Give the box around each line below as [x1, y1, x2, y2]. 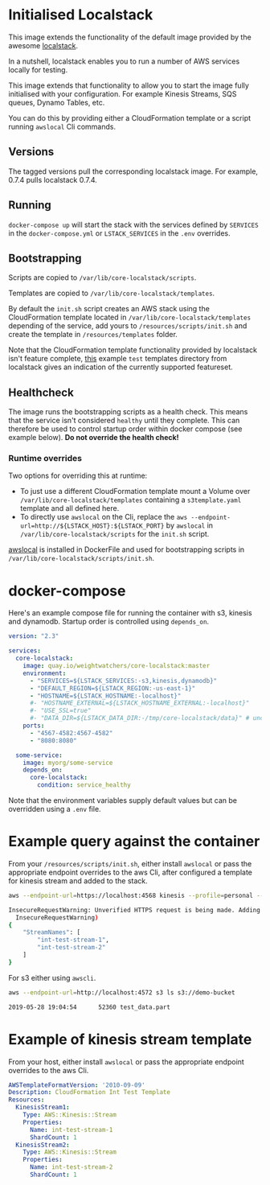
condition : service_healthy [37, 781, 131, 789]
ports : [22, 722, 45, 730]
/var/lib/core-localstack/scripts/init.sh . [8, 553, 155, 563]
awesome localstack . [8, 40, 79, 50]
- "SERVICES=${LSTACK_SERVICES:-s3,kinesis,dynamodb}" [29, 677, 218, 685]
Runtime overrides [8, 453, 83, 464]
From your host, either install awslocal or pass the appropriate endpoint [8, 1056, 245, 1067]
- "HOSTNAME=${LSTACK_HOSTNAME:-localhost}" [29, 692, 182, 700]
